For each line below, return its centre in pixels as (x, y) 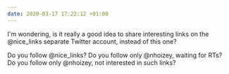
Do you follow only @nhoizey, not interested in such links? (92, 62)
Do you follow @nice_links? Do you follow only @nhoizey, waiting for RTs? (115, 55)
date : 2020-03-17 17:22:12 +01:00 (58, 14)
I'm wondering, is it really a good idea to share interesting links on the (108, 34)
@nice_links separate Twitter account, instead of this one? (92, 41)
